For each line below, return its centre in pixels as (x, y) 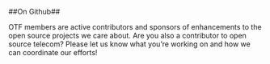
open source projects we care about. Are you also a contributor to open (127, 36)
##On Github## (34, 12)
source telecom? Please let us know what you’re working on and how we (129, 44)
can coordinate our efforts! (53, 52)
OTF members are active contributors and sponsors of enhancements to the (135, 27)
